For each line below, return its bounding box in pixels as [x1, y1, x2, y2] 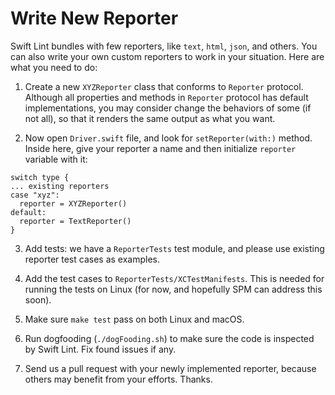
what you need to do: [10, 61, 98, 73]
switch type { [10, 172, 70, 182]
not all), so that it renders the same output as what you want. [24, 112, 276, 124]
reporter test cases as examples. [24, 253, 161, 265]
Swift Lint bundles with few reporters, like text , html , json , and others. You [10, 40, 318, 52]
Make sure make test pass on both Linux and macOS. [24, 313, 245, 325]
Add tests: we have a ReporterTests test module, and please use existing [24, 242, 325, 254]
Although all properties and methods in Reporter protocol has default [24, 91, 309, 103]
